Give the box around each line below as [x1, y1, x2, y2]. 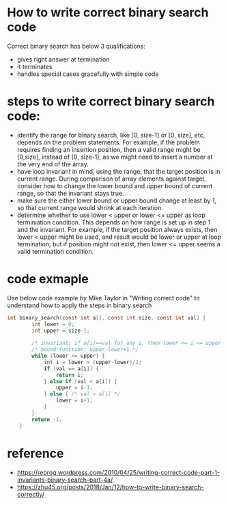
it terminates [16, 62, 53, 70]
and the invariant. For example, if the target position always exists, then [16, 225, 218, 233]
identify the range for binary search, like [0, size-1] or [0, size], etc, [16, 131, 205, 139]
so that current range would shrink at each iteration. [16, 203, 164, 211]
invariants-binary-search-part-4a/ [16, 476, 113, 484]
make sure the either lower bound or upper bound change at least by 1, [16, 196, 217, 205]
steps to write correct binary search [7, 94, 215, 109]
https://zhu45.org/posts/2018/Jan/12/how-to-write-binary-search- [16, 482, 204, 491]
